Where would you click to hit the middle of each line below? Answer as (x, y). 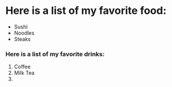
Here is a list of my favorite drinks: (55, 54)
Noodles (24, 32)
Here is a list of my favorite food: (86, 11)
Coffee (22, 67)
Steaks (22, 39)
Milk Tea (24, 73)
